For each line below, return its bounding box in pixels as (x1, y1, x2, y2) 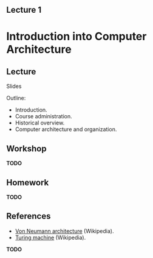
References (6, 211, 51, 221)
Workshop (6, 143, 47, 154)
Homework (6, 177, 49, 188)
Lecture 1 (6, 5, 42, 15)
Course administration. (15, 113, 72, 120)
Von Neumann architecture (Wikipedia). (15, 227, 114, 234)
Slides (6, 82, 22, 90)
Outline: (6, 95, 26, 102)
